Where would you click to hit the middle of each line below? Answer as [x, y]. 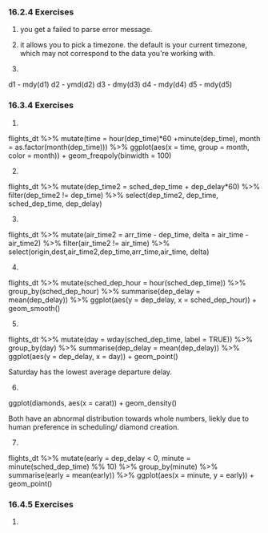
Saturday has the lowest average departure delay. [90, 372]
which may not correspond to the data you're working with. [118, 54]
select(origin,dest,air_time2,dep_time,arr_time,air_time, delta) [109, 252]
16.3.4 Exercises [41, 105]
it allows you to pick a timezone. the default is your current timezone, [134, 45]
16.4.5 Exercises [41, 504]
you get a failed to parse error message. [86, 30]
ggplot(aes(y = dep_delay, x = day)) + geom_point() [93, 356]
